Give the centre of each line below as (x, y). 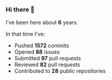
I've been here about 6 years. (42, 23)
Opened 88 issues (37, 52)
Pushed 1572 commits (42, 46)
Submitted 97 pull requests (48, 59)
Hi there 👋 (20, 10)
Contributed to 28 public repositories (60, 71)
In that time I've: (25, 34)
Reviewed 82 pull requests (47, 64)
